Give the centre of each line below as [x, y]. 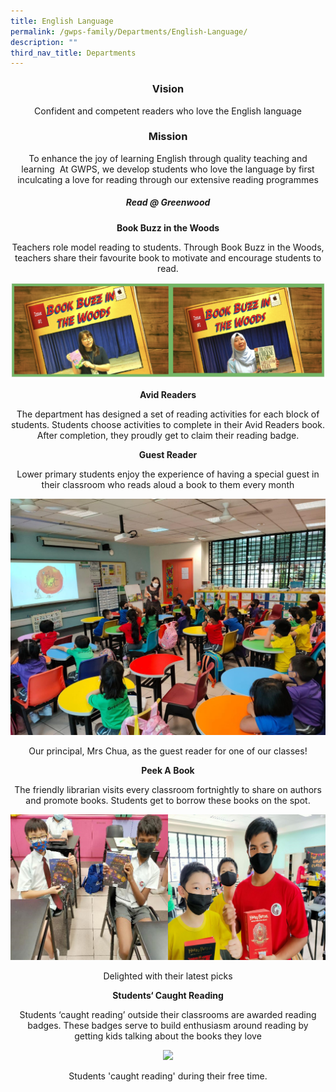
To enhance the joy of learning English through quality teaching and [168, 158]
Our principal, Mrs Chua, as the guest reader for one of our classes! [168, 751]
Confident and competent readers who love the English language [168, 111]
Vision [168, 89]
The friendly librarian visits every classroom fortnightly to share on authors [168, 790]
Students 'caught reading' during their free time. [168, 1076]
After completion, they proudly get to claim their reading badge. [168, 436]
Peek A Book [168, 771]
